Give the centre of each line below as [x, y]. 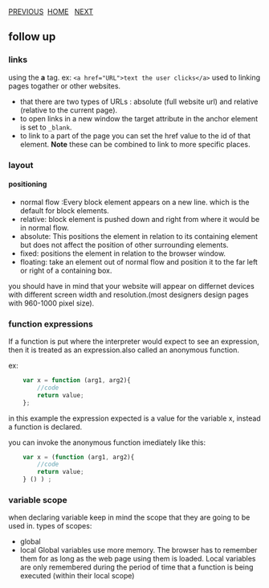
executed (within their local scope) [77, 576]
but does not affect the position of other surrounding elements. [124, 245]
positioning [28, 184]
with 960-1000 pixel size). [51, 303]
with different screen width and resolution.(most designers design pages [128, 294]
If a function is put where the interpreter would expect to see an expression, [134, 342]
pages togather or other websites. [65, 86]
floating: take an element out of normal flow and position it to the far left [139, 261]
